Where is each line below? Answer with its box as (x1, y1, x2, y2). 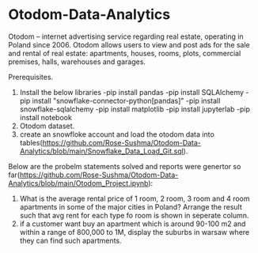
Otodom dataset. (19, 121, 75, 130)
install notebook (19, 112, 73, 122)
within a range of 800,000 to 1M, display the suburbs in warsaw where (19, 227, 250, 236)
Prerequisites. (8, 72, 54, 81)
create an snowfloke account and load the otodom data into (19, 129, 215, 139)
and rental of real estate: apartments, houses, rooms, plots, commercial (8, 48, 241, 58)
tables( (19, 138, 43, 147)
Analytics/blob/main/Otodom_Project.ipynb (8, 178, 149, 187)
